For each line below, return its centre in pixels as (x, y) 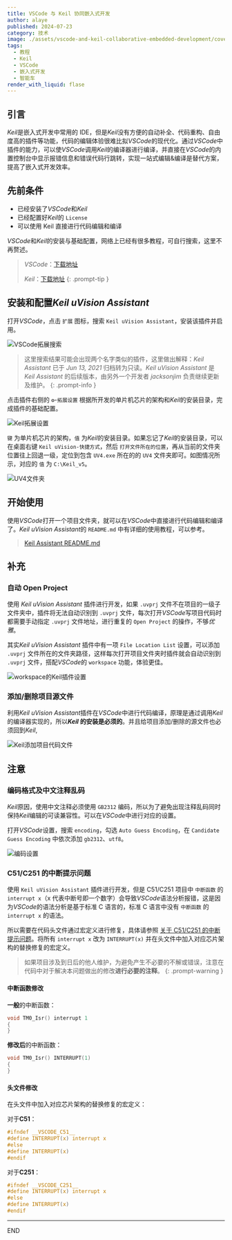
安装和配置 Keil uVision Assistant (78, 303)
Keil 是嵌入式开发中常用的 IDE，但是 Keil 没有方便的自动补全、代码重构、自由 (114, 132)
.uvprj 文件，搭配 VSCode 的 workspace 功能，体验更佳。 (87, 662)
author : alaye (28, 20)
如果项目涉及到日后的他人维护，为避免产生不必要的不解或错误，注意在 (124, 962)
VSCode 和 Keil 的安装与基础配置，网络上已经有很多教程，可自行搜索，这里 (112, 240)
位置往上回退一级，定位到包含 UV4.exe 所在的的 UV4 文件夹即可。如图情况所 (114, 455)
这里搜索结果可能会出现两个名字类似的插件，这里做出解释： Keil (114, 359)
